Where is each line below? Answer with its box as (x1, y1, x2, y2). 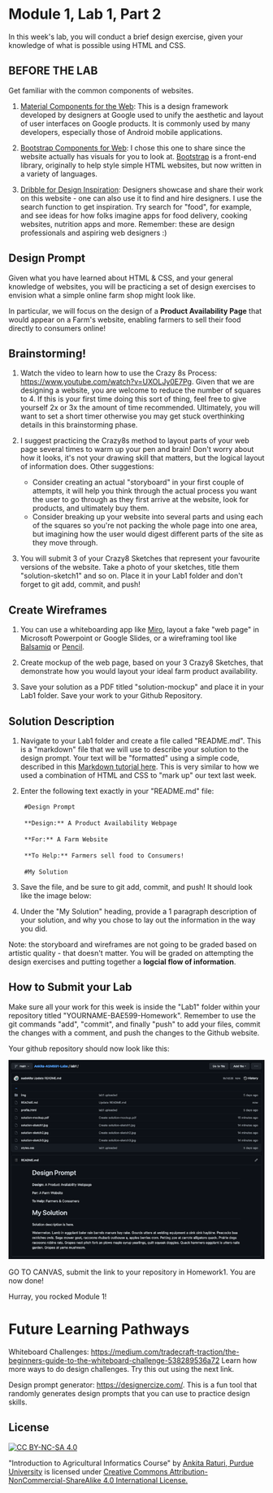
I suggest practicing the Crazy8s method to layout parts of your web (19, 436, 249, 445)
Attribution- (169, 1466, 209, 1476)
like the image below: (19, 891, 92, 901)
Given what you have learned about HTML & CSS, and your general (8, 273, 234, 283)
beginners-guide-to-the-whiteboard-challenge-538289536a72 (8, 1355, 220, 1365)
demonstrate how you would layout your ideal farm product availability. (19, 666, 258, 676)
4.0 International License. (102, 1475, 188, 1485)
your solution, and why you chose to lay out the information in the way (19, 915, 256, 925)
